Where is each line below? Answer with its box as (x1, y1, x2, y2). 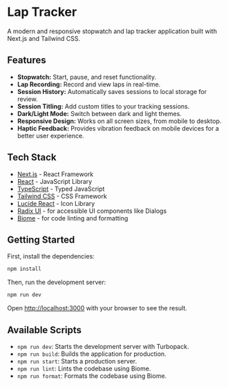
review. (17, 95, 38, 103)
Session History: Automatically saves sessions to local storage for (17, 87, 207, 95)
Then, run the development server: (7, 278, 106, 287)
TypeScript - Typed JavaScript (17, 185, 105, 193)
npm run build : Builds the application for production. (17, 350, 167, 358)
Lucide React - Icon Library (17, 199, 95, 207)
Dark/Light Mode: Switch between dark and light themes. (17, 109, 182, 117)
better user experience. (17, 131, 84, 140)
